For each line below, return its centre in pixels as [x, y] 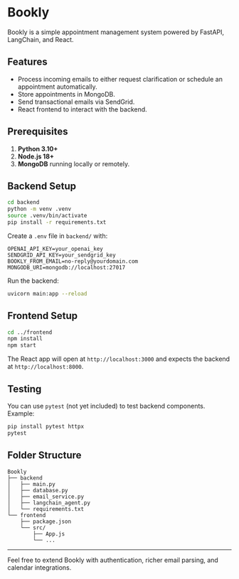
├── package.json [46, 521]
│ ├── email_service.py [46, 497]
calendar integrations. [39, 567]
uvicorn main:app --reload [47, 293]
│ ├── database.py [38, 490]
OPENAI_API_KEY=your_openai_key [55, 249]
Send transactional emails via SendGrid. [76, 102]
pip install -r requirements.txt [57, 222]
